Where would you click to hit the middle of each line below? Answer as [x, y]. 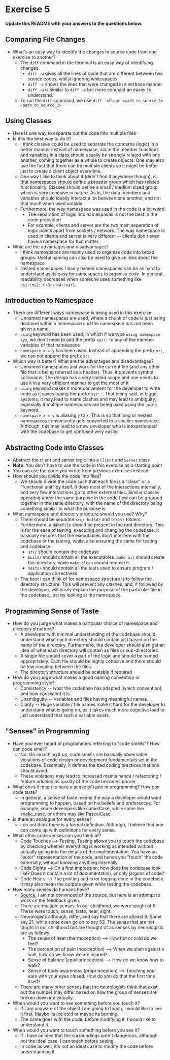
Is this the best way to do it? [42, 138]
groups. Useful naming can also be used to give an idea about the [89, 257]
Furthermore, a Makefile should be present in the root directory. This [92, 525]
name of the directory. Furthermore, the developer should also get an [92, 645]
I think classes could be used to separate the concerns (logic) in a [89, 144]
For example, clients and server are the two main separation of [93, 225]
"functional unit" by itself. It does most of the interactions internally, [91, 487]
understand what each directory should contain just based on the [89, 639]
